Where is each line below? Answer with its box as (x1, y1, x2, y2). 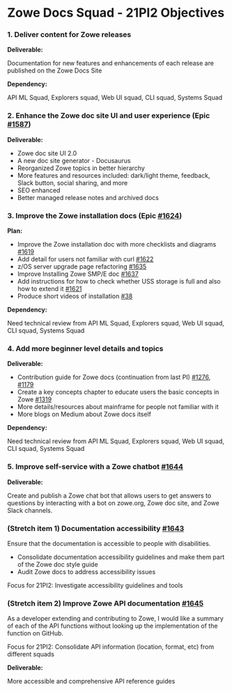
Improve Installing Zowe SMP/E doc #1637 (17, 270, 139, 278)
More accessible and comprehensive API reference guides (7, 677, 176, 686)
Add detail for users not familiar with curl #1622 (17, 255, 154, 263)
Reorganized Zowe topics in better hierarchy (17, 164, 145, 172)
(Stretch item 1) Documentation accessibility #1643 (7, 523, 185, 533)
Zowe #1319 (17, 395, 52, 403)
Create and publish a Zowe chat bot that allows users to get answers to (7, 491, 212, 500)
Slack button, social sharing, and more (17, 178, 128, 187)
